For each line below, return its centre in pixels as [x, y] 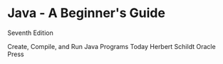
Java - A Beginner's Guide [87, 13]
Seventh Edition [30, 33]
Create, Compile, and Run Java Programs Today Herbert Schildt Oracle [111, 46]
